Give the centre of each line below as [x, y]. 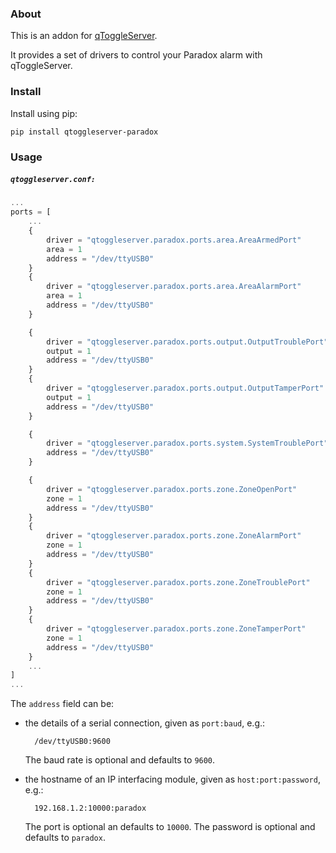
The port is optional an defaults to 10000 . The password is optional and [170, 827]
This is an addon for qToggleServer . [84, 36]
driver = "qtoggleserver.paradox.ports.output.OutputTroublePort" [187, 342]
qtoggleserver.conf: [53, 180]
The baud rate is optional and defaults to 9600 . [120, 760]
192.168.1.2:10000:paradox [90, 808]
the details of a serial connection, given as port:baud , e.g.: [145, 723]
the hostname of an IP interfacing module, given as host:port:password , [172, 779]
